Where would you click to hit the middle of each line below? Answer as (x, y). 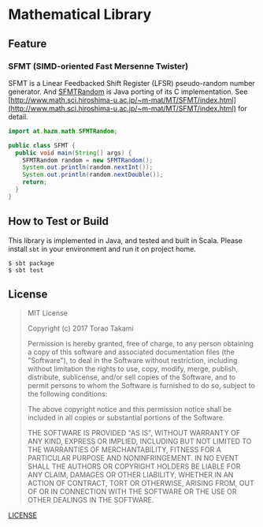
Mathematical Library (80, 15)
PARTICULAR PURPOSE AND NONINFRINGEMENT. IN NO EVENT (133, 458)
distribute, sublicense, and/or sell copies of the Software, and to (131, 377)
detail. (19, 117)
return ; (35, 182)
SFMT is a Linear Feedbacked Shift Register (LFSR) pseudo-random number (132, 83)
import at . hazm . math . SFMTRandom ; (63, 131)
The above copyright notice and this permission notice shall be (130, 409)
